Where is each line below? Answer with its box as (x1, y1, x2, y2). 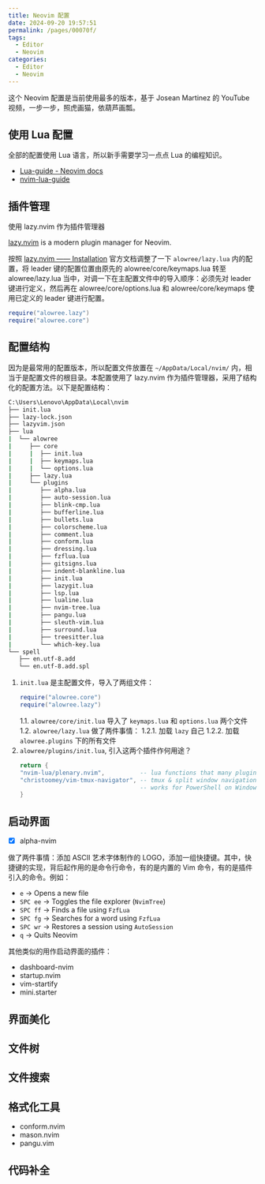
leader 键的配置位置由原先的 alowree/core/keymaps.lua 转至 (30, 264, 226, 273)
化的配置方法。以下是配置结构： (8, 382, 112, 392)
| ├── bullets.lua (8, 515, 93, 523)
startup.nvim (19, 971, 62, 980)
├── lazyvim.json (8, 420, 65, 429)
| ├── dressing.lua (8, 545, 97, 553)
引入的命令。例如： (8, 873, 71, 882)
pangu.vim (19, 1138, 55, 1148)
